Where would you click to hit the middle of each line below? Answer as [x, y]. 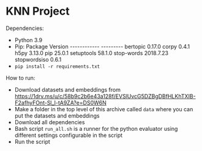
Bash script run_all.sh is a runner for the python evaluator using [96, 128]
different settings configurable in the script [69, 135]
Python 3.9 [28, 40]
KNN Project [38, 11]
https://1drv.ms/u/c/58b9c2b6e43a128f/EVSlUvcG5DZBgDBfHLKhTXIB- [105, 96]
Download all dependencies [50, 122]
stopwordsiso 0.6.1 [38, 59]
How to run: [21, 78]
